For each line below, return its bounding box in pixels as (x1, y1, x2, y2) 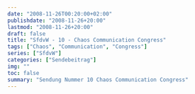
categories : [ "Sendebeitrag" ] (7, 57, 97, 64)
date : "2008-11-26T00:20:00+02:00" (7, 10, 113, 18)
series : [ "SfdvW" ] (7, 50, 62, 57)
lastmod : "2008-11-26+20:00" (7, 23, 94, 30)
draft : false (7, 30, 46, 37)
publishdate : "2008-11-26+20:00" (7, 17, 106, 24)
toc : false (7, 69, 40, 76)
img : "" (7, 63, 30, 70)
